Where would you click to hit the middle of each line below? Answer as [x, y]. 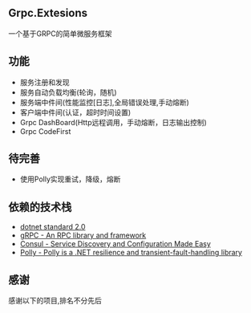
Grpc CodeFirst [45, 131]
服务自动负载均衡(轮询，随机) [69, 92]
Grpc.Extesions [48, 13]
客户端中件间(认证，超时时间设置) [75, 112]
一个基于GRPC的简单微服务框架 [60, 33]
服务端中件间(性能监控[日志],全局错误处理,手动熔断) [105, 102]
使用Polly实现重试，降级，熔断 [70, 179]
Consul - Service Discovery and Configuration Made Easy [115, 244]
